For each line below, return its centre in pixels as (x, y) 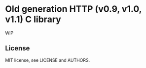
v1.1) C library (33, 19)
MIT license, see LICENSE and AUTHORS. (48, 60)
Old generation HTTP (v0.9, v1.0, (73, 9)
